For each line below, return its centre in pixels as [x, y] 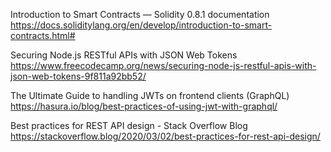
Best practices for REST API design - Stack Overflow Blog [129, 125]
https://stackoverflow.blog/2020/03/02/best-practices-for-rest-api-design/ [165, 136]
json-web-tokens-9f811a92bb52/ [78, 76]
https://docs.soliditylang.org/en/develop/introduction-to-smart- [141, 25]
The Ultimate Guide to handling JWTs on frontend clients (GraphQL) [150, 95]
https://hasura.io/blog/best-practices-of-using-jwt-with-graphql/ [144, 106]
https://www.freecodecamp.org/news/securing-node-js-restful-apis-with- [163, 65]
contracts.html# [43, 35]
